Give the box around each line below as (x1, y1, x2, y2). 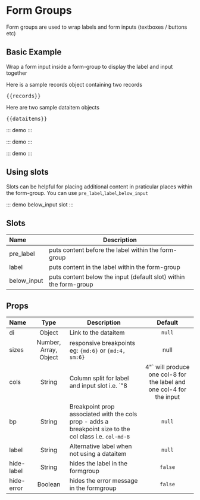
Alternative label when (69, 442, 132, 450)
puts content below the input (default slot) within (49, 273, 185, 281)
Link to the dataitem (69, 328, 125, 337)
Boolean (37, 480, 61, 489)
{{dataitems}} (6, 115, 48, 122)
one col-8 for (148, 370, 186, 379)
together (6, 69, 27, 77)
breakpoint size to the (69, 425, 130, 434)
